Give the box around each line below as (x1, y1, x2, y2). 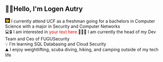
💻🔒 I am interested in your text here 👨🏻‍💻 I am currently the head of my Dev (5, 29, 156, 35)
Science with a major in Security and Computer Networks (5, 23, 120, 29)
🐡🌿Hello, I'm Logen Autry (5, 5, 83, 13)
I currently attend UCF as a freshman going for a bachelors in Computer (11, 18, 155, 24)
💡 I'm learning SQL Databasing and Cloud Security (5, 41, 106, 47)
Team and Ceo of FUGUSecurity (5, 36, 70, 41)
